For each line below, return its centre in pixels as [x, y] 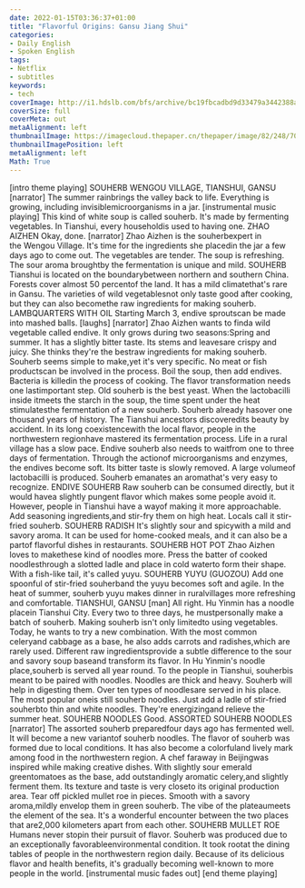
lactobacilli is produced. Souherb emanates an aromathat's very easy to [144, 477]
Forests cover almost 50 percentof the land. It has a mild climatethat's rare [148, 284]
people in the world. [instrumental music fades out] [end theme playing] [144, 873]
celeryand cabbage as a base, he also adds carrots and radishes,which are [150, 641]
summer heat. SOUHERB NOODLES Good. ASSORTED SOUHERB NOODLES [151, 718]
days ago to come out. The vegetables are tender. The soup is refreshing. [147, 254]
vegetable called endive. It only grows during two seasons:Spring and [140, 332]
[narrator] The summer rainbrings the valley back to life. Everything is [139, 197]
